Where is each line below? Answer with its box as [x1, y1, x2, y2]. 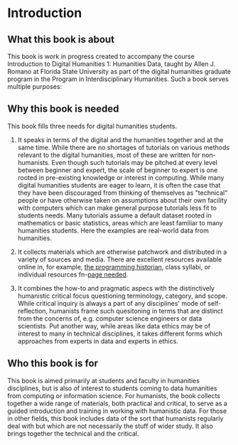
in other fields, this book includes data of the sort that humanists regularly [7, 414, 224, 422]
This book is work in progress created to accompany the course [7, 52, 195, 60]
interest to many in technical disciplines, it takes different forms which [17, 329, 222, 338]
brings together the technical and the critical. [7, 429, 139, 438]
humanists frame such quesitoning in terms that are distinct [49, 306, 224, 315]
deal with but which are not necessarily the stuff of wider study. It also [7, 422, 213, 430]
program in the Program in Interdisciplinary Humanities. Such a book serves [7, 75, 229, 83]
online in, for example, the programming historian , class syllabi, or [17, 262, 211, 271]
